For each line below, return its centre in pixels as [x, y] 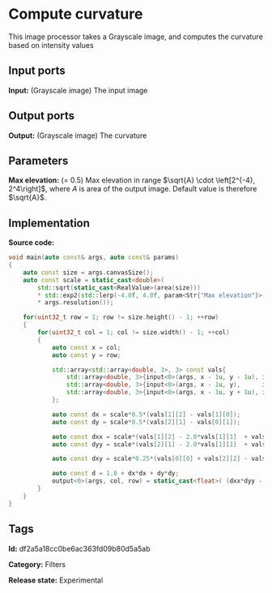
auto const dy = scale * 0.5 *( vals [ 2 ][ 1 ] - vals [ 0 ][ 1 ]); [146, 422]
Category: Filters [37, 564]
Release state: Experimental [56, 580]
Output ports [42, 116]
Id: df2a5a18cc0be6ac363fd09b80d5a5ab [79, 548]
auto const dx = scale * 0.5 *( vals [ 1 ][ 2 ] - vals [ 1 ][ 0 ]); [146, 415]
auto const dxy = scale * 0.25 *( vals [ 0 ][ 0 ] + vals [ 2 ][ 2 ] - [150, 459]
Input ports [37, 71]
